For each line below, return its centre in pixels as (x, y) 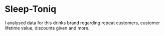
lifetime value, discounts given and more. (47, 28)
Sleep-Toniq (31, 9)
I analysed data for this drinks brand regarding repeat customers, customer (82, 23)
